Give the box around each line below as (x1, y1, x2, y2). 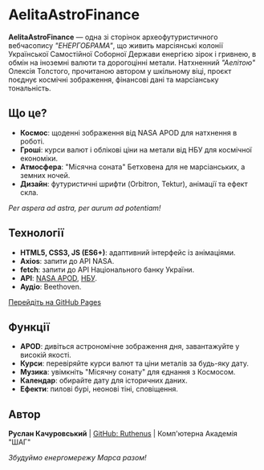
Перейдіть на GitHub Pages (8, 297, 102, 306)
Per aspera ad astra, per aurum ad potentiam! (8, 203, 161, 213)
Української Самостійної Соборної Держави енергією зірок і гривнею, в (8, 49, 257, 59)
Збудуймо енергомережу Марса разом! (8, 453, 147, 463)
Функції (8, 320, 50, 334)
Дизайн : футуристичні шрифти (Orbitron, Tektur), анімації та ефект (19, 179, 248, 188)
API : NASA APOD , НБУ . (19, 273, 98, 282)
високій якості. (19, 350, 72, 360)
